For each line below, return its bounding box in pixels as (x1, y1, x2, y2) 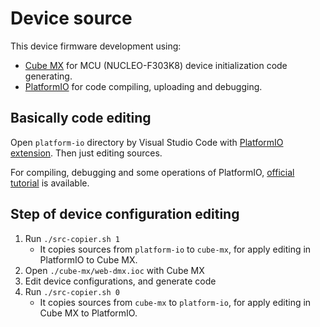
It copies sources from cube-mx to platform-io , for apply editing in (39, 296, 312, 308)
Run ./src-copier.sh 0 (24, 285, 120, 297)
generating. (24, 70, 73, 82)
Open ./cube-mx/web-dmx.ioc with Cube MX (24, 264, 205, 276)
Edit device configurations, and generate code (24, 275, 217, 287)
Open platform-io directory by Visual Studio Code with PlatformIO (10, 136, 284, 148)
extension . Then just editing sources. (10, 147, 163, 159)
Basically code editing (10, 110, 152, 127)
